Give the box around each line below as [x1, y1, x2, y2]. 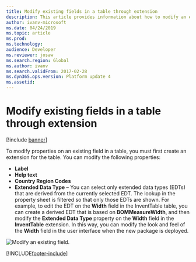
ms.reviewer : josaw [6, 52, 54, 58]
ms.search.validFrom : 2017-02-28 [6, 68, 87, 74]
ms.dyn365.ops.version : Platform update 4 [6, 74, 111, 80]
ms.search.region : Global [6, 57, 69, 63]
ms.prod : [6, 36, 27, 42]
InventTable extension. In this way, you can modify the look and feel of [14, 220, 185, 228]
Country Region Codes [14, 177, 71, 184]
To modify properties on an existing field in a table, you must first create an [6, 147, 187, 154]
